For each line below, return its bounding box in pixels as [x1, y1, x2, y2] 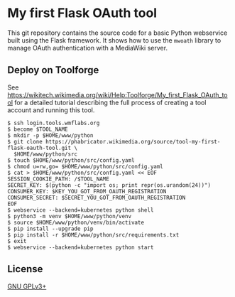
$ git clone [7, 138, 43, 145]
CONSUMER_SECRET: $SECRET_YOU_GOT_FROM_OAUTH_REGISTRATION [7, 194, 186, 201]
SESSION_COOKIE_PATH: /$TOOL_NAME [7, 175, 110, 183]
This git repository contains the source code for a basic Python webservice [7, 28, 228, 37]
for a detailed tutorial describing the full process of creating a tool [13, 98, 207, 107]
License [7, 263, 43, 275]
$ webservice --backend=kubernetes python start [7, 244, 154, 251]
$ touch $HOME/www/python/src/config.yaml [7, 156, 135, 164]
